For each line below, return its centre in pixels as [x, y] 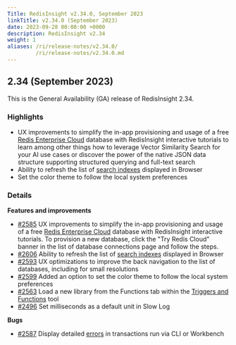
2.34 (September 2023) [61, 82]
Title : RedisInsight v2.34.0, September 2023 [75, 14]
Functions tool [38, 299]
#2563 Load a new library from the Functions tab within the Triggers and [123, 291]
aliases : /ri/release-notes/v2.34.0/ [63, 46]
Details [20, 195]
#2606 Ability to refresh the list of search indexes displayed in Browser [120, 254]
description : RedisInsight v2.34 [56, 33]
